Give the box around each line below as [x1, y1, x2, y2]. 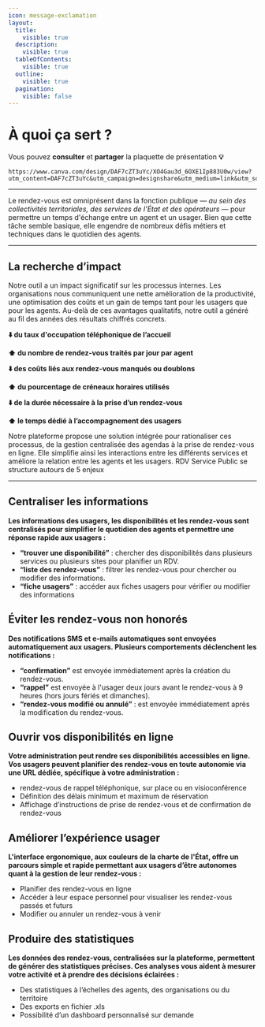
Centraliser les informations [8, 495, 149, 508]
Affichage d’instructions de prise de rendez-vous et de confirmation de [19, 800, 252, 809]
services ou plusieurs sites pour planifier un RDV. [19, 556, 180, 566]
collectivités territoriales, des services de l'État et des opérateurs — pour [8, 204, 246, 214]
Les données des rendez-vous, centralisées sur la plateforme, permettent [8, 953, 255, 962]
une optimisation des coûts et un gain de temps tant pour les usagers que [8, 297, 248, 307]
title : [15, 26, 37, 34]
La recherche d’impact [8, 259, 121, 273]
